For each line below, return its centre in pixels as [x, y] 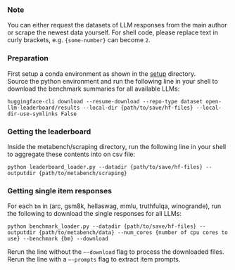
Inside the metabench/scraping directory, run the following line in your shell [117, 146]
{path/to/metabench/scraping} [83, 173]
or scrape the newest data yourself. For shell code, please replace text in [113, 32]
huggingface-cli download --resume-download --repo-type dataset [105, 101]
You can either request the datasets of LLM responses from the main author [117, 25]
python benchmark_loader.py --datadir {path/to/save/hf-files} [102, 226]
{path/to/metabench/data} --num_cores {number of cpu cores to [133, 233]
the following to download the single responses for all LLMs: [94, 214]
